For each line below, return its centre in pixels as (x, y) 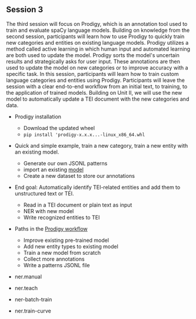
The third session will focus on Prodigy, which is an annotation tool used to (97, 24)
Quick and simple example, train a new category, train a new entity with (101, 145)
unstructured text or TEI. (44, 193)
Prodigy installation (38, 117)
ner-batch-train (33, 299)
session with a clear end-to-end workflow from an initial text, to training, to (97, 86)
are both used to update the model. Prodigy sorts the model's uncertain (93, 55)
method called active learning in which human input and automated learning (98, 49)
